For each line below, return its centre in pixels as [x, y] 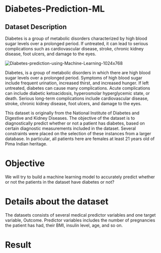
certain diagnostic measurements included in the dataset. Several [71, 128]
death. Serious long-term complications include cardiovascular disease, [77, 98]
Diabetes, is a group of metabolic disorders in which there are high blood [78, 73]
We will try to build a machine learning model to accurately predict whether [80, 177]
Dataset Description [36, 27]
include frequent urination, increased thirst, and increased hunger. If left [77, 83]
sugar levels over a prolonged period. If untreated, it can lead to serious [77, 44]
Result [18, 245]
